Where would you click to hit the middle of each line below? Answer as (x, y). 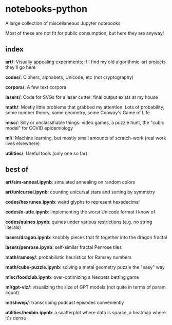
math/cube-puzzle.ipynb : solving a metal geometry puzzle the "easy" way (85, 267)
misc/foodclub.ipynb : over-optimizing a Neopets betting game (72, 277)
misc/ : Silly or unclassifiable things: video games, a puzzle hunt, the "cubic (85, 122)
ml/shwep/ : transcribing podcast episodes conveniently (65, 302)
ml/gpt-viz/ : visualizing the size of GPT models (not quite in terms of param (85, 287)
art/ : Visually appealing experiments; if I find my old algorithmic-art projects (85, 62)
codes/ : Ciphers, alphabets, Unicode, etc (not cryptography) (70, 77)
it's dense (16, 318)
